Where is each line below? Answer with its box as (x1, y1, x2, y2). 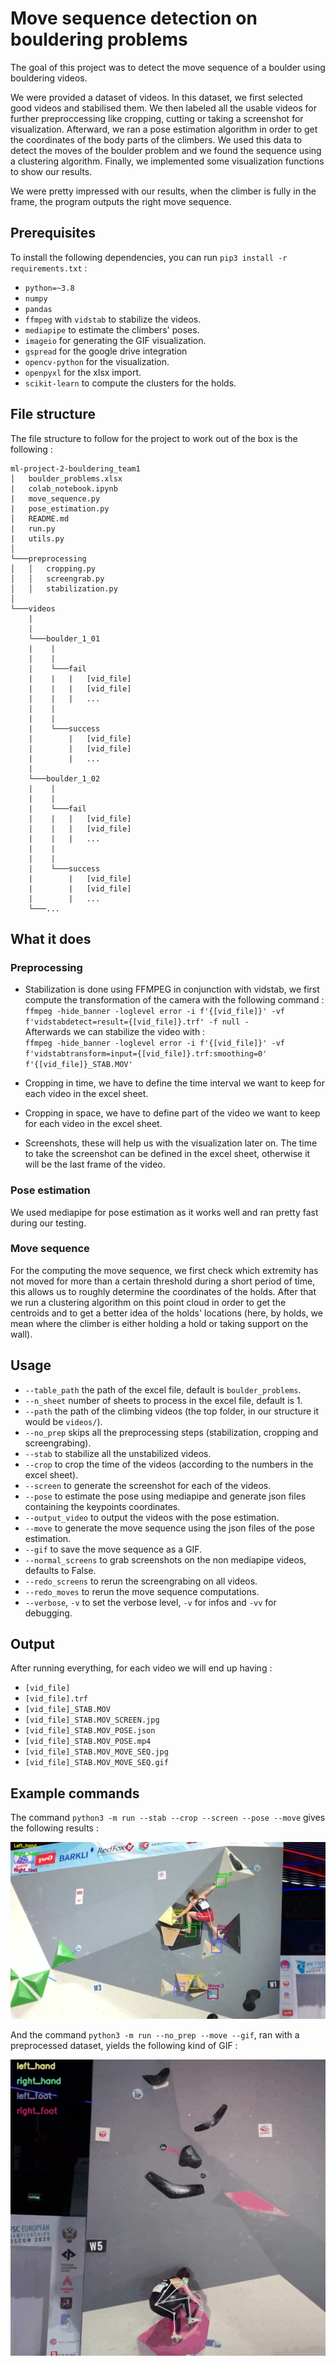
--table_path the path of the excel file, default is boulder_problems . (24, 1383, 302, 1396)
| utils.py (10, 533, 65, 544)
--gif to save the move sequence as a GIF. (24, 1543, 203, 1555)
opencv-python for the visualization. (24, 355, 170, 367)
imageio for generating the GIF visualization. (24, 334, 207, 346)
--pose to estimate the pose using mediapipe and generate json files (24, 1490, 307, 1502)
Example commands (10, 1785, 140, 1802)
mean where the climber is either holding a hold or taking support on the (10, 1317, 309, 1329)
